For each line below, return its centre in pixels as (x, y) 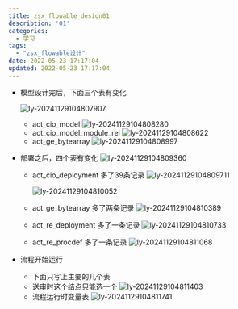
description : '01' (39, 23)
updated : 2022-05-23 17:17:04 (59, 69)
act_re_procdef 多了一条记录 (79, 242)
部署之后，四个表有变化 (59, 157)
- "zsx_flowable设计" (51, 53)
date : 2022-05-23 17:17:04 (54, 61)
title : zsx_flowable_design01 (59, 16)
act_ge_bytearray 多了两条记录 (83, 207)
